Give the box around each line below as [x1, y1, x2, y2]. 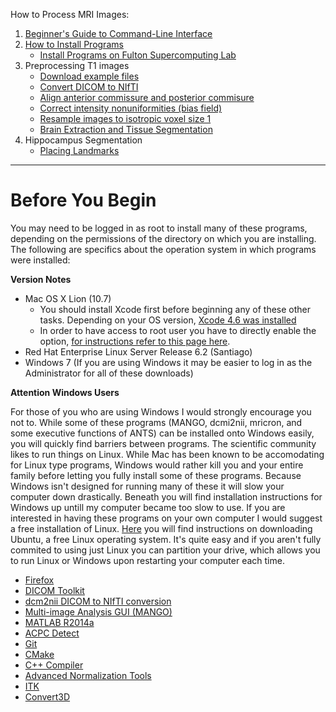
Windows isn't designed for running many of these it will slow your [10, 480, 285, 492]
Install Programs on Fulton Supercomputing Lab [39, 49, 237, 61]
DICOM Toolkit [24, 584, 85, 596]
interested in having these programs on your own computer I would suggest [10, 512, 323, 524]
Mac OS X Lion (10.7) [24, 292, 112, 304]
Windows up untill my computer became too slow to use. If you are [10, 501, 286, 513]
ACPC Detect [24, 627, 80, 639]
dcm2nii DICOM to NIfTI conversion [24, 595, 172, 607]
